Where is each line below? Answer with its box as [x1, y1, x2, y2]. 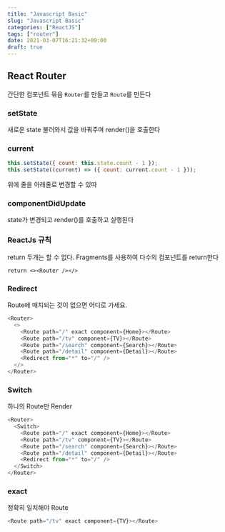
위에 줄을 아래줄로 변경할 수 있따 [7, 180, 98, 189]
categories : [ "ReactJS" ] [7, 24, 81, 31]
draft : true [7, 44, 43, 51]
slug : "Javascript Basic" [7, 17, 84, 24]
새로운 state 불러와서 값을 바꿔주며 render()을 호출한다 [7, 126, 161, 134]
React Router [7, 70, 66, 82]
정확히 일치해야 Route [7, 503, 69, 512]
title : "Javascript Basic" [7, 10, 88, 18]
